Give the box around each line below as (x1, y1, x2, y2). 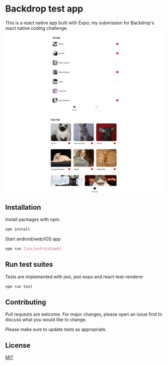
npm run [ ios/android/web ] (5, 246, 62, 251)
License (5, 341, 31, 349)
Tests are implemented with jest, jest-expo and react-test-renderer (5, 273, 144, 280)
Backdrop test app (5, 3, 83, 15)
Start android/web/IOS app (5, 235, 61, 242)
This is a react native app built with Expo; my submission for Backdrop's (5, 20, 154, 26)
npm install (5, 227, 30, 232)
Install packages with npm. (5, 216, 61, 222)
